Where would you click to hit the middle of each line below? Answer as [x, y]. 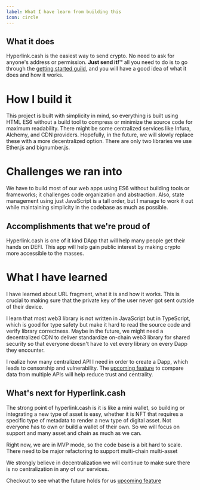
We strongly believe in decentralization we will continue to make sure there [98, 462]
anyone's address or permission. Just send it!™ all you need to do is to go [97, 62]
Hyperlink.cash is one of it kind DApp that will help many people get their [96, 241]
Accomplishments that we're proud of [78, 226]
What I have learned [57, 277]
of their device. [25, 306]
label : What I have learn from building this [64, 12]
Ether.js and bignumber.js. [38, 148]
